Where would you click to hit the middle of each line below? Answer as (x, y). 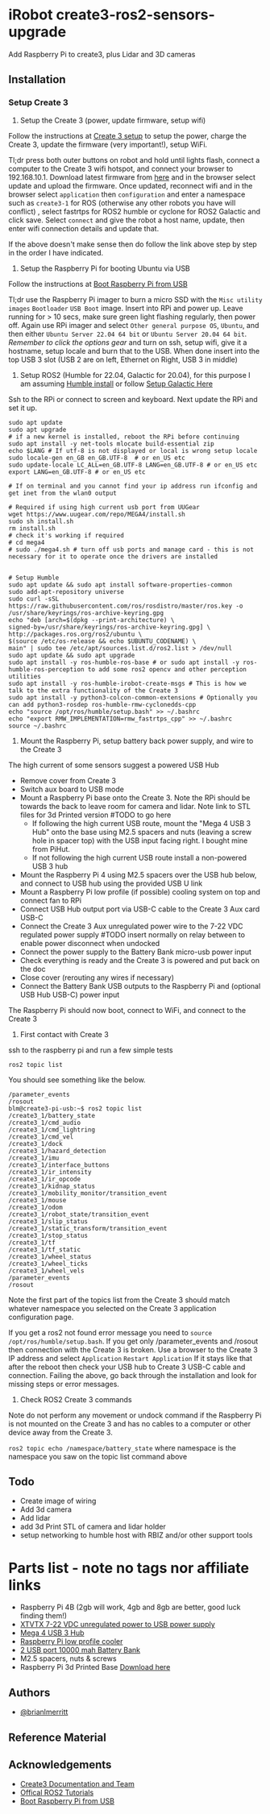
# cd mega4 (27, 542)
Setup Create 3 (38, 102)
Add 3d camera (46, 1509)
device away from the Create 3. (60, 1432)
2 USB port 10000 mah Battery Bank (80, 1650)
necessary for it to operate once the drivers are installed (113, 556)
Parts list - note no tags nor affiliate (129, 1568)
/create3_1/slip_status (48, 1221)
